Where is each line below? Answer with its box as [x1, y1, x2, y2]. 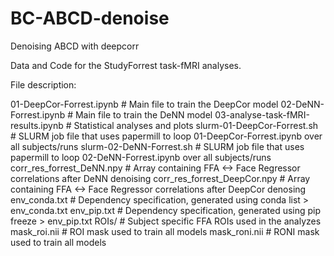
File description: [10, 78, 77, 91]
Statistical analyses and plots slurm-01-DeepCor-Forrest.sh [73, 119, 319, 131]
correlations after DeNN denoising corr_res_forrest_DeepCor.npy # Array [10, 172, 311, 184]
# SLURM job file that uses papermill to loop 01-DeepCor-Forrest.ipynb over [10, 130, 323, 142]
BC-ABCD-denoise [10, 7, 170, 30]
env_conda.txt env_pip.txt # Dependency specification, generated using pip [10, 204, 322, 216]
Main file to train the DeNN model [74, 108, 213, 121]
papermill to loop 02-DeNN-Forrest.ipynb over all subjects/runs [10, 151, 272, 163]
